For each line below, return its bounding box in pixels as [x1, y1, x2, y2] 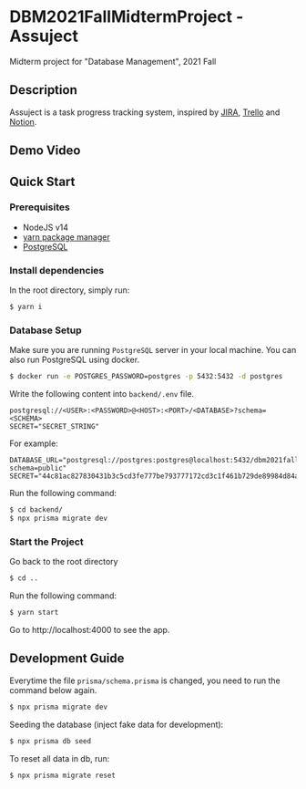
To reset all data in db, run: [9, 753, 110, 763]
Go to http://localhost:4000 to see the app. [9, 624, 170, 635]
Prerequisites [9, 201, 70, 213]
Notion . [9, 116, 37, 127]
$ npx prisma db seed [9, 736, 92, 745]
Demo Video [9, 143, 81, 159]
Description [9, 82, 77, 98]
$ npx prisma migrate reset [9, 771, 117, 780]
